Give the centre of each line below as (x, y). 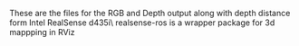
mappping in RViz (42, 32)
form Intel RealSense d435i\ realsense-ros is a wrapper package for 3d (142, 23)
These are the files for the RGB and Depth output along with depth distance (150, 13)
